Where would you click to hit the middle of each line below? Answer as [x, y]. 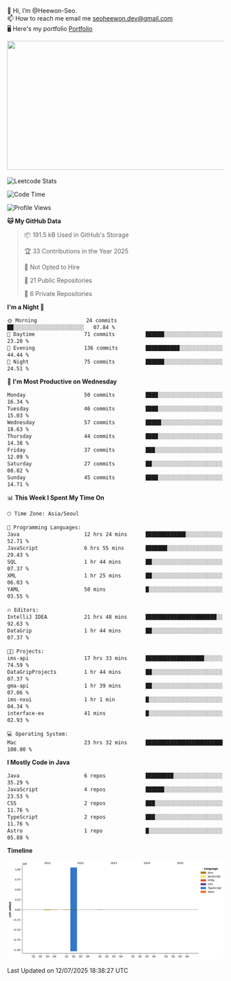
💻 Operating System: [38, 734]
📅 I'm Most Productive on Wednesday [62, 381]
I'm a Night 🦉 [26, 307]
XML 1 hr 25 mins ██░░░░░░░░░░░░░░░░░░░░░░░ [115, 576]
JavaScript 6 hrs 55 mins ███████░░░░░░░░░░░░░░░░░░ [115, 548]
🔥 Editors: [23, 610]
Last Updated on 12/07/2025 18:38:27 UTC [68, 971]
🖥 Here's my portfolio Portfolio [50, 29]
